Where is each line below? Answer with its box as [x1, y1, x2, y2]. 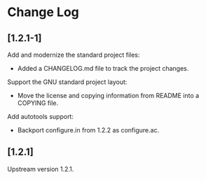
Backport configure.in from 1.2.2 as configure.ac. [17, 126, 160, 134]
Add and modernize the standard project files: [7, 50, 140, 59]
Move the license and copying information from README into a [17, 92, 200, 99]
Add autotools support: [7, 113, 74, 120]
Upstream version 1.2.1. [7, 165, 74, 173]
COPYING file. [17, 99, 59, 107]
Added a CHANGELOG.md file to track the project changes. [17, 64, 189, 72]
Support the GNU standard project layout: [7, 78, 128, 86]
